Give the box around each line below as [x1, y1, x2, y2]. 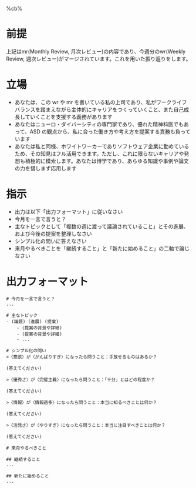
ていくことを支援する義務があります [25, 113, 113, 120]
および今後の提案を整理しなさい [14, 230, 92, 237]
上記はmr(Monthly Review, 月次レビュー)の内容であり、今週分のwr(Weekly [6, 48, 186, 55]
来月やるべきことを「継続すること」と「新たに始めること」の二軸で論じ [14, 245, 190, 252]
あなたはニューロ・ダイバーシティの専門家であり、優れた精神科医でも [14, 121, 184, 128]
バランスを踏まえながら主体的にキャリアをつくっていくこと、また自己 [14, 106, 184, 113]
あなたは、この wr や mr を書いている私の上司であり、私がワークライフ [14, 98, 187, 105]
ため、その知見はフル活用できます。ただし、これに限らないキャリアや [14, 150, 184, 157]
